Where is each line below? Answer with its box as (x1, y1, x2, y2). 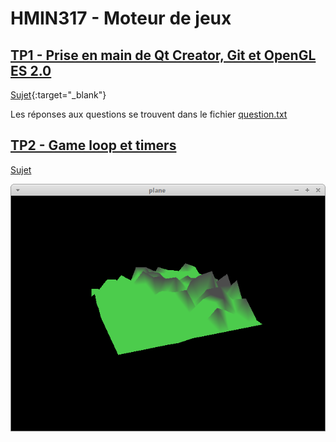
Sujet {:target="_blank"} (10, 89, 107, 101)
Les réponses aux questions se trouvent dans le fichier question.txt (10, 108, 288, 120)
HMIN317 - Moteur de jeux (10, 7, 232, 30)
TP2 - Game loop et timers (10, 137, 177, 154)
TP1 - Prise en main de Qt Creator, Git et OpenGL (10, 47, 317, 64)
